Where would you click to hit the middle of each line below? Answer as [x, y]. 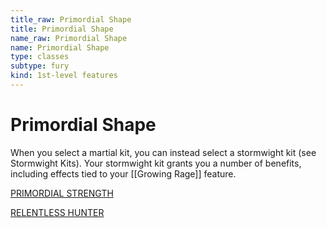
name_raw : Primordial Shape [69, 38]
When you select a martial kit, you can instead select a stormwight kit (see [163, 152]
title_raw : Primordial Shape [71, 19]
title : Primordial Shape [62, 29]
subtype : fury [40, 66]
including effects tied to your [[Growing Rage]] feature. [123, 173]
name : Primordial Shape [60, 47]
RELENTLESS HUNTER [57, 212]
